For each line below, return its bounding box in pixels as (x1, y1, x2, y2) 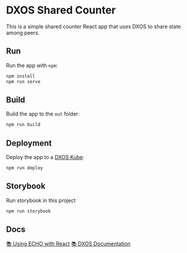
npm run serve (6, 79, 41, 85)
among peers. (6, 29, 40, 36)
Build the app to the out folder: (6, 110, 80, 117)
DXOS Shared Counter (6, 4, 116, 17)
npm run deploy (6, 165, 43, 171)
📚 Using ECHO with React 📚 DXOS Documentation (6, 240, 131, 247)
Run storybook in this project (6, 197, 76, 204)
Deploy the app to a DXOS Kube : (6, 154, 84, 160)
